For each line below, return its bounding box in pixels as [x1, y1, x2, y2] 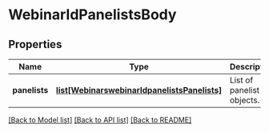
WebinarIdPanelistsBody [8, 6, 177, 24]
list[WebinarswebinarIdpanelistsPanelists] [55, 85, 223, 95]
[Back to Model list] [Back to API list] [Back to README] [8, 115, 192, 125]
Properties [8, 38, 62, 51]
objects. [229, 94, 260, 106]
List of [229, 74, 254, 86]
